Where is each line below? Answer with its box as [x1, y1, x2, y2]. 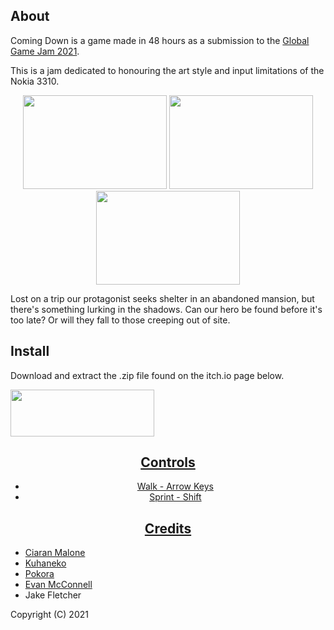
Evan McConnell [24, 579, 93, 591]
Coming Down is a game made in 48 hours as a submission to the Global [10, 34, 310, 46]
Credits [144, 520, 192, 537]
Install [10, 343, 50, 360]
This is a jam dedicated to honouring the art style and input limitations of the [10, 64, 325, 76]
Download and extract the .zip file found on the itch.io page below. [10, 369, 285, 381]
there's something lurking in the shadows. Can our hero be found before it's [10, 303, 323, 315]
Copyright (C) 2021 [10, 609, 89, 621]
